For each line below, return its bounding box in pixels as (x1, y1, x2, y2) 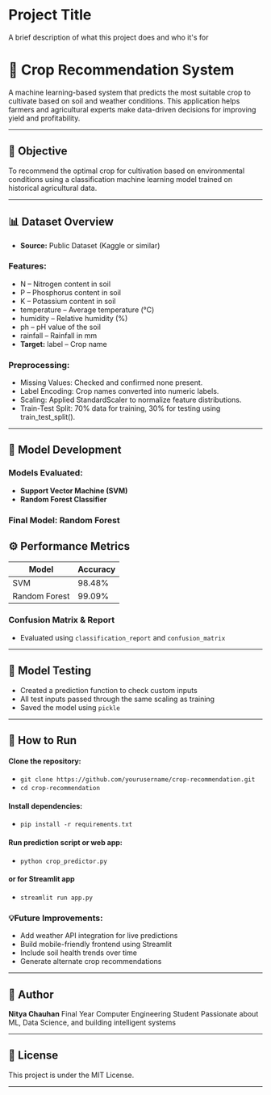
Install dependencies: (8, 801, 83, 810)
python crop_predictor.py (19, 857, 107, 865)
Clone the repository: (8, 756, 81, 766)
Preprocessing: (8, 359, 70, 370)
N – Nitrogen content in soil (19, 279, 111, 289)
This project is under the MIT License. (8, 1070, 135, 1080)
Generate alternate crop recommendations (19, 957, 162, 966)
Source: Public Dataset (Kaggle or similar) (19, 240, 161, 250)
